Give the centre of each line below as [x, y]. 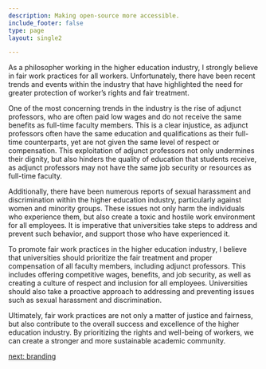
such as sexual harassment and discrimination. [85, 300]
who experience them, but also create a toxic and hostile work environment [132, 217]
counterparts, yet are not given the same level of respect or [122, 142]
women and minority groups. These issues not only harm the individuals [127, 209]
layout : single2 [35, 38]
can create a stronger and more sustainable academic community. [117, 341]
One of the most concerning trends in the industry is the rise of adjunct [125, 108]
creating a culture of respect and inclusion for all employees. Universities [128, 283]
